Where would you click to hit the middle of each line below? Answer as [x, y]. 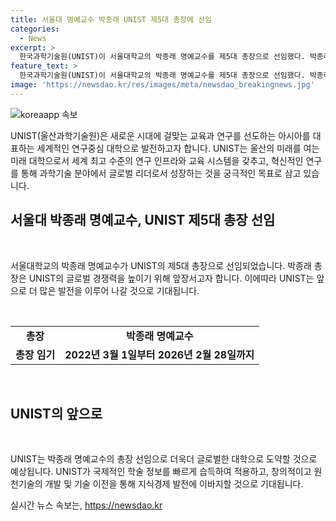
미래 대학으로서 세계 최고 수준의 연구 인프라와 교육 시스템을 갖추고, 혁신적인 [157, 160]
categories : [35, 29]
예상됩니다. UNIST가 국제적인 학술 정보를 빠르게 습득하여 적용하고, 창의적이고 [161, 472]
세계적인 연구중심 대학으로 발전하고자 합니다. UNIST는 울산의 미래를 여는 [178, 148]
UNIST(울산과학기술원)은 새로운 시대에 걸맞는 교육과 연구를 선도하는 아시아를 [160, 135]
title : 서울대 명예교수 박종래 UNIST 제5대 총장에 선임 [111, 19]
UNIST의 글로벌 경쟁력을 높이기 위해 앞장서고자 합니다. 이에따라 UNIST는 [171, 278]
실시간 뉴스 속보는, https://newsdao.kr [86, 505]
